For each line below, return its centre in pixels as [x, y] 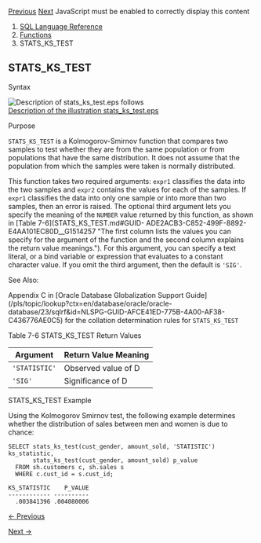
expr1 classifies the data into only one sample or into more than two [117, 198]
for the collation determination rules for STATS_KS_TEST [152, 320]
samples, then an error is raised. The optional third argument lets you [120, 206]
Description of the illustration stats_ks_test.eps [83, 110]
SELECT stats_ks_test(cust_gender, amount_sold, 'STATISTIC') [112, 446]
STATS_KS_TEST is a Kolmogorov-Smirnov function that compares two [118, 141]
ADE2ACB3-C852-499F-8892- [196, 222]
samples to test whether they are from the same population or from [116, 149]
